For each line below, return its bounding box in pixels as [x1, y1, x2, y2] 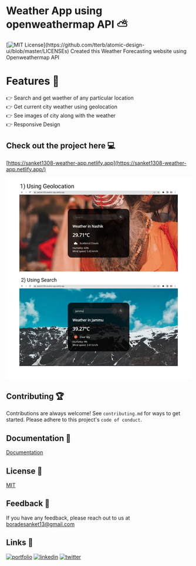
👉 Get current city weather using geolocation [6, 103, 117, 110]
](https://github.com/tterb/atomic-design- [43, 41, 145, 48]
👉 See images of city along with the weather [6, 112, 116, 119]
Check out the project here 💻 [6, 141, 116, 151]
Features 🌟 [6, 75, 60, 88]
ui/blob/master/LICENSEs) [6, 47, 69, 54]
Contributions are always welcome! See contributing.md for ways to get [6, 410, 181, 417]
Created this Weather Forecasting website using [70, 47, 187, 54]
